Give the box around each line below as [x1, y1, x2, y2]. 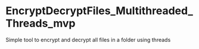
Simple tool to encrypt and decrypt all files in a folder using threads [5, 36, 171, 43]
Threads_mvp [5, 17, 76, 30]
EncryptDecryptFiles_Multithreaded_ [5, 4, 193, 18]
